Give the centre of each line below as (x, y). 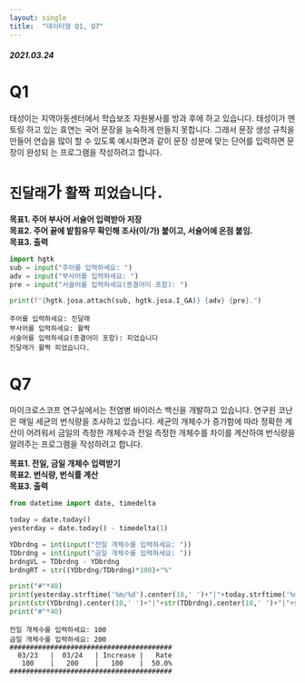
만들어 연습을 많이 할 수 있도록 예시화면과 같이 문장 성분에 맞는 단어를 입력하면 (148, 141)
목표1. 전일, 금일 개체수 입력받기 (65, 463)
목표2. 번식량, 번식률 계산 (54, 475)
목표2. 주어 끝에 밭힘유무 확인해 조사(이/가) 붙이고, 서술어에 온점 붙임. (131, 230)
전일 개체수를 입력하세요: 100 (58, 629)
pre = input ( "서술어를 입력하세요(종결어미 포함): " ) (99, 284)
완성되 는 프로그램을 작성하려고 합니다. (94, 153)
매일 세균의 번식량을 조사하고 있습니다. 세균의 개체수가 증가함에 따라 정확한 (151, 421)
